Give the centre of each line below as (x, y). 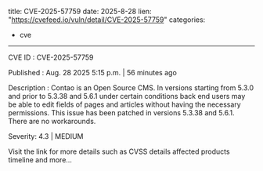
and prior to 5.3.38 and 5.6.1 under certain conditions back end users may (127, 96)
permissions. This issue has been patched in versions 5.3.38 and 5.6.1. (121, 113)
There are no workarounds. (52, 121)
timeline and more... (40, 160)
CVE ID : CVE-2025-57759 (51, 57)
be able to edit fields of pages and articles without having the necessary (124, 104)
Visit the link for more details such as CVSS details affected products (119, 151)
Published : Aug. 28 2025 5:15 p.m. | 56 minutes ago (93, 73)
